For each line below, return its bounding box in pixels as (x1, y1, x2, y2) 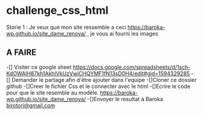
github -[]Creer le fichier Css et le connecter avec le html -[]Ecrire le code (6, 82, 191, 90)
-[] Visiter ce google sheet (6, 63, 72, 70)
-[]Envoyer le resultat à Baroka (87, 95, 163, 102)
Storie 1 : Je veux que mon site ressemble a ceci (6, 23, 126, 31)
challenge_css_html (6, 4, 109, 17)
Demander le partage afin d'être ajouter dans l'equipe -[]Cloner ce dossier (11, 76, 197, 83)
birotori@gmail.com (6, 102, 56, 109)
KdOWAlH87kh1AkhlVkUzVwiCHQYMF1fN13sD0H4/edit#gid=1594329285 (6, 70, 190, 77)
